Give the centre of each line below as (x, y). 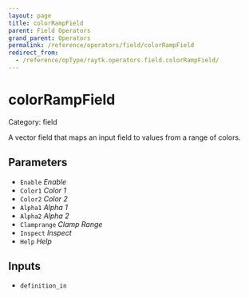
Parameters (38, 163)
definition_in (43, 286)
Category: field (33, 121)
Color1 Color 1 (43, 190)
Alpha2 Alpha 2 (44, 216)
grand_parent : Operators (49, 38)
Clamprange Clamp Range (61, 224)
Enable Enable (43, 181)
